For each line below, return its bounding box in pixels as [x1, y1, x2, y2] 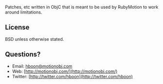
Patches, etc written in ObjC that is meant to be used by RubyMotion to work [5, 4, 159, 10]
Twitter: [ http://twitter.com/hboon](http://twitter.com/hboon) [12, 73, 133, 79]
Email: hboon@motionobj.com [12, 63, 72, 69]
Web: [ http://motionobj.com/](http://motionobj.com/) [12, 68, 118, 74]
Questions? [5, 50, 41, 59]
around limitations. [5, 9, 42, 15]
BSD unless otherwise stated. [5, 36, 64, 42]
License [5, 23, 30, 32]
